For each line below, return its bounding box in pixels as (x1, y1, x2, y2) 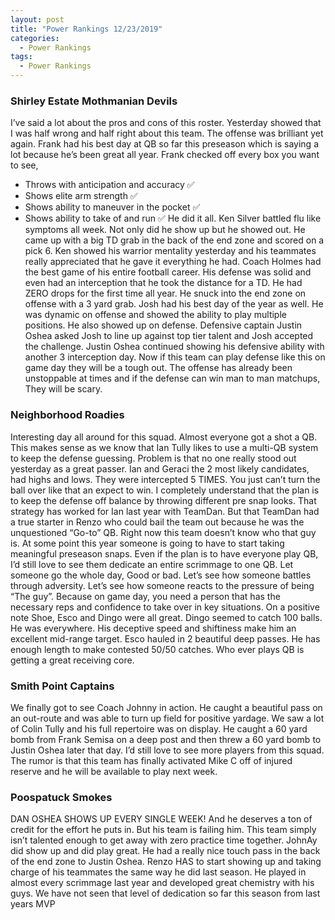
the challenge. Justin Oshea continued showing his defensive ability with (24, 341, 325, 353)
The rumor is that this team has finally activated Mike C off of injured (10, 754, 293, 766)
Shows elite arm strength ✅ (24, 190, 138, 202)
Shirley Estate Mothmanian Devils (10, 94, 178, 108)
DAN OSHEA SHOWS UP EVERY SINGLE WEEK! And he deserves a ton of (10, 813, 313, 825)
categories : (10, 33, 60, 43)
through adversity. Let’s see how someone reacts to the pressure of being (10, 579, 315, 591)
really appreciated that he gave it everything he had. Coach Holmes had (24, 256, 322, 268)
